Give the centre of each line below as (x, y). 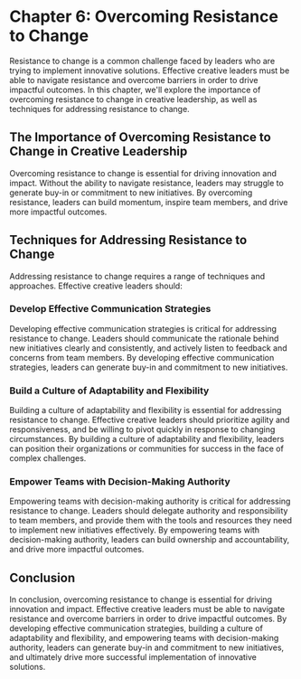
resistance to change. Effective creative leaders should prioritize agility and (150, 420)
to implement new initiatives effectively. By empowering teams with (135, 530)
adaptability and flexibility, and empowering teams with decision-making (144, 638)
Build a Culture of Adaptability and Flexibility (109, 391)
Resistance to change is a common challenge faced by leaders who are (142, 61)
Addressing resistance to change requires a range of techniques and (137, 276)
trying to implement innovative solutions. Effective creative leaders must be (150, 71)
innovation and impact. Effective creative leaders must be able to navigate (147, 609)
